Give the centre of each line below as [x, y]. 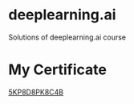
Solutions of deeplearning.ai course [67, 37]
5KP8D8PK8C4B [36, 92]
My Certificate [57, 70]
